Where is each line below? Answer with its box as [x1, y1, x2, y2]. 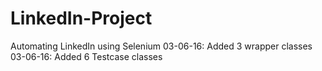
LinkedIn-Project [10, 7, 153, 30]
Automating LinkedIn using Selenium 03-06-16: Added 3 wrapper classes [10, 40, 313, 52]
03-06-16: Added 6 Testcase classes [10, 50, 163, 62]
